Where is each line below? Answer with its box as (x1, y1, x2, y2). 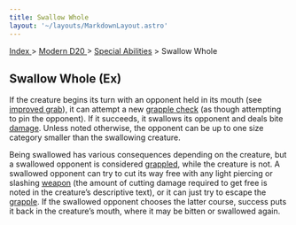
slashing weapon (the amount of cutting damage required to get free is (9, 178, 268, 189)
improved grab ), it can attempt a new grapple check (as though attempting (9, 104, 282, 115)
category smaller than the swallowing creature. (9, 132, 181, 143)
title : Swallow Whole (9, 12, 90, 22)
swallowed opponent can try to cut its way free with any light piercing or (9, 168, 273, 179)
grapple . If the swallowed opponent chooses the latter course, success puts (9, 197, 287, 207)
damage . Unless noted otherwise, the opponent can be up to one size (9, 123, 264, 134)
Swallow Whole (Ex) (9, 71, 122, 86)
